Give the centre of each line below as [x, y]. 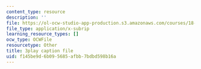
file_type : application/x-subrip [48, 28]
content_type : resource [36, 12]
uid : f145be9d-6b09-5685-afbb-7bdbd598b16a [61, 56]
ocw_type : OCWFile [29, 40]
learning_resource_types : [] [42, 34]
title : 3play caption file [40, 51]
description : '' [26, 17]
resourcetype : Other [32, 46]
